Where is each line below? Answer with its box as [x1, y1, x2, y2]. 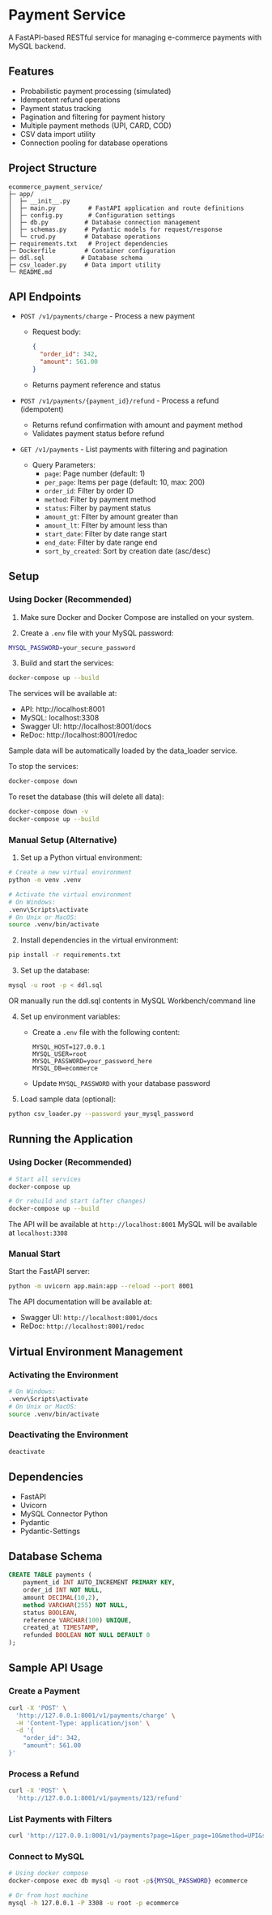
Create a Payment [8, 1686, 80, 1697]
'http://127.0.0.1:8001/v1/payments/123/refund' [15, 1794, 183, 1802]
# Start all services [8, 1175, 82, 1183]
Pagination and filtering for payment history [19, 112, 166, 122]
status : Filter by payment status [44, 502, 151, 512]
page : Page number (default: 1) [44, 468, 146, 478]
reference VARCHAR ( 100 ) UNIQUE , [23, 1616, 132, 1624]
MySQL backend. [8, 41, 66, 50]
